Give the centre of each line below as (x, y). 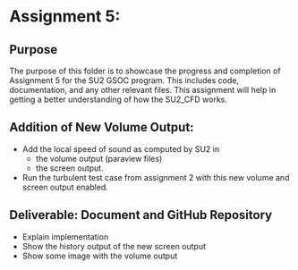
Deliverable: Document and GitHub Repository (141, 215)
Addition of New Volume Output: (102, 127)
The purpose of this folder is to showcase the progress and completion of (145, 71)
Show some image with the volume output (100, 256)
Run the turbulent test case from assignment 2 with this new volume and (156, 177)
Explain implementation (65, 236)
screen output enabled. (65, 187)
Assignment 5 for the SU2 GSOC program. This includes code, (124, 80)
